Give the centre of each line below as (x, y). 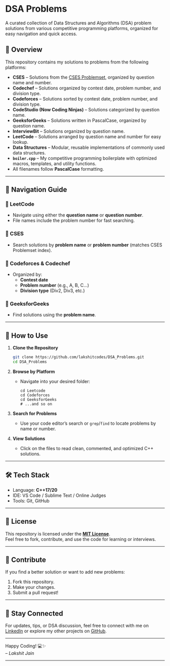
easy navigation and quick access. (41, 34)
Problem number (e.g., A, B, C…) (55, 286)
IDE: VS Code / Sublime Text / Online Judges (59, 495)
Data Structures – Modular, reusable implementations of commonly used (89, 147)
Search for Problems (35, 413)
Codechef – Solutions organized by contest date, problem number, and (87, 88)
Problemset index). (32, 250)
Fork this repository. (33, 582)
